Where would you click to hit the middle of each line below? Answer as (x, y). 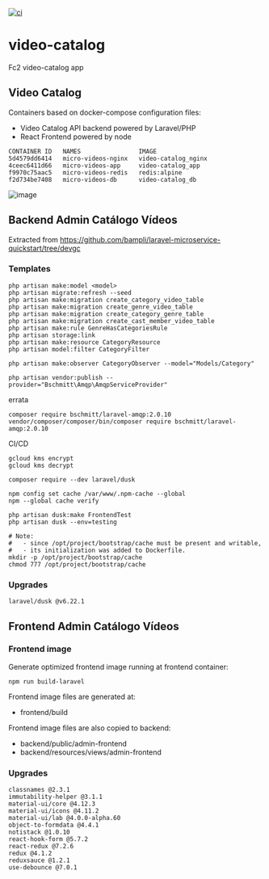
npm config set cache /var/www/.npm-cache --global (97, 494)
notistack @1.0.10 (39, 832)
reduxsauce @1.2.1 (39, 860)
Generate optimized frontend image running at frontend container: (118, 667)
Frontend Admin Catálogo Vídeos (94, 626)
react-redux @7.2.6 (41, 847)
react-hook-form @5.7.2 (48, 839)
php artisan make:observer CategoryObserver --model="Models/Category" (131, 364)
